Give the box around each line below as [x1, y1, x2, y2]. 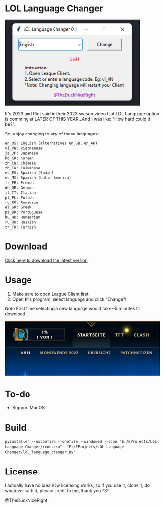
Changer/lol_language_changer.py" [5, 449, 76, 455]
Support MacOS [12, 405, 45, 410]
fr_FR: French [5, 180, 34, 185]
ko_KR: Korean [5, 156, 34, 161]
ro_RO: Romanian [5, 200, 38, 205]
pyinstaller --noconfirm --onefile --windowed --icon [5, 439, 118, 444]
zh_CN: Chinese [5, 161, 36, 166]
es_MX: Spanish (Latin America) [5, 175, 71, 180]
